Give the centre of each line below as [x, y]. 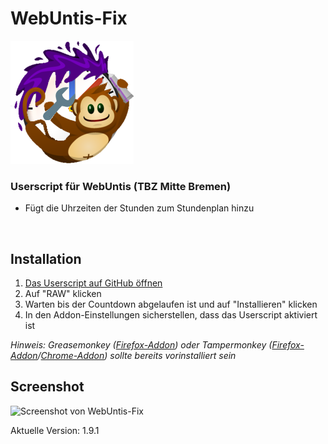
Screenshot [47, 387]
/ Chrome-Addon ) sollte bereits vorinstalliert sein [137, 356]
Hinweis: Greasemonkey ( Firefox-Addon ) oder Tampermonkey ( [141, 345]
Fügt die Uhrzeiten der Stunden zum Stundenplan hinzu [139, 208]
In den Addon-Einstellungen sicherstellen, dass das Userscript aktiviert [171, 315]
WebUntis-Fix [69, 18]
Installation [46, 258]
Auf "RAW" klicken [63, 294]
